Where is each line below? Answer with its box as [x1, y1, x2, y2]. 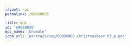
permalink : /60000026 [5, 12, 49, 16]
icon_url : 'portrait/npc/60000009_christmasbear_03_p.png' [5, 34, 127, 39]
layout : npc [5, 7, 29, 12]
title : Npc [5, 20, 27, 25]
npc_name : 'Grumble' [5, 30, 47, 34]
